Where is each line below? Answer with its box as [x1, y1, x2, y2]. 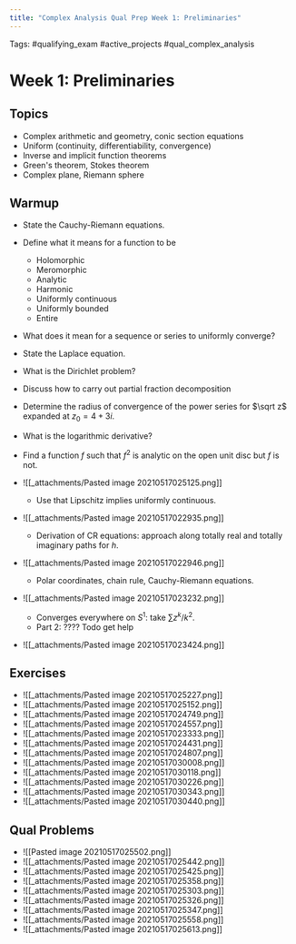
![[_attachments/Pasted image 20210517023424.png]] [22, 639, 225, 650]
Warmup [9, 196, 59, 211]
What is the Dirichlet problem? [22, 366, 136, 377]
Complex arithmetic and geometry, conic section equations [22, 130, 244, 141]
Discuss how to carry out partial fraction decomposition [22, 383, 232, 394]
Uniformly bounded [35, 303, 109, 314]
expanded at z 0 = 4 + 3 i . [22, 411, 115, 424]
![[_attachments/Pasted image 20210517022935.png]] [22, 512, 224, 523]
